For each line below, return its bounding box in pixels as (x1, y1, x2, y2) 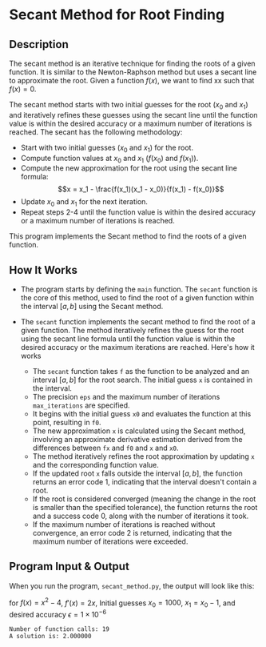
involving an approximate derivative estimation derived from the (32, 435, 243, 444)
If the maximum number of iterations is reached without (32, 520, 216, 529)
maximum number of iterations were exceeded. (32, 536, 189, 546)
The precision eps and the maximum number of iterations (32, 392, 220, 401)
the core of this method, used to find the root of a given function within (20, 293, 255, 302)
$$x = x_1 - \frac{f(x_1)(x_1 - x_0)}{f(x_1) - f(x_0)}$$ (58, 184, 224, 194)
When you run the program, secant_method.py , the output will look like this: (9, 581, 255, 590)
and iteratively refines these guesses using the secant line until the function (9, 110, 258, 119)
